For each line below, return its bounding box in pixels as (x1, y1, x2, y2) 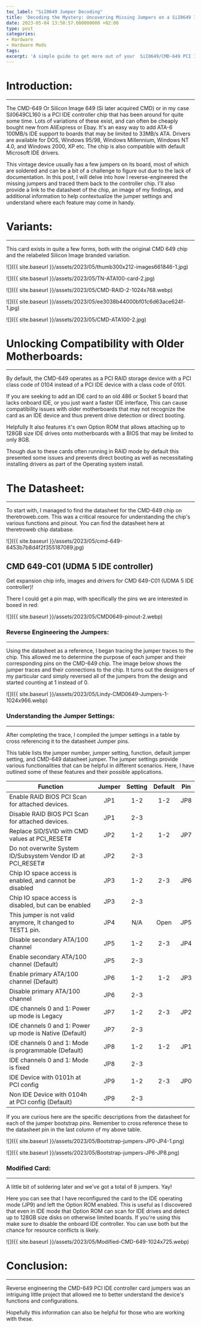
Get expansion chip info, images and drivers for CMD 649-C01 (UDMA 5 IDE (6, 577, 194, 584)
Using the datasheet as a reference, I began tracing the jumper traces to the (6, 647, 193, 654)
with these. (6, 1315, 34, 1323)
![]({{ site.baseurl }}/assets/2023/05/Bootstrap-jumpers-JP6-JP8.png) (6, 1149, 180, 1156)
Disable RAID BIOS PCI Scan (9, 809, 89, 818)
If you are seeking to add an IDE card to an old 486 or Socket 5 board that (6, 393, 188, 400)
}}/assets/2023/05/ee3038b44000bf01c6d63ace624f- (49, 297, 185, 305)
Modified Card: (6, 1164, 51, 1172)
